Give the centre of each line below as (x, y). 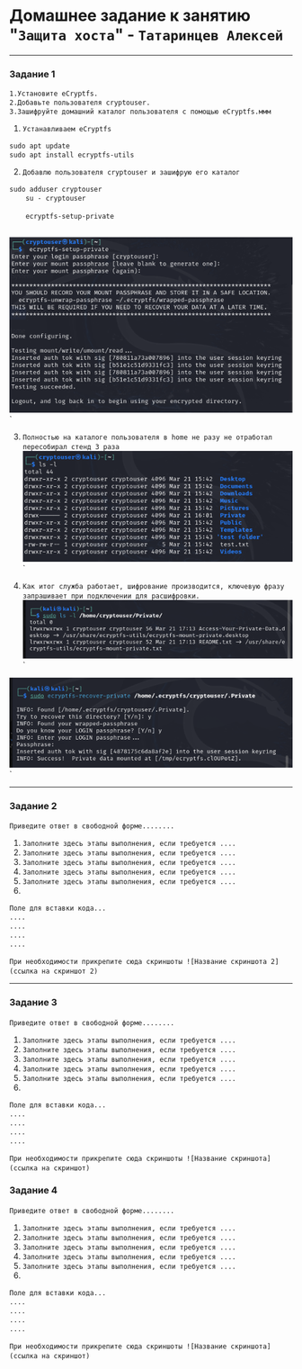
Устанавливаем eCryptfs (67, 130)
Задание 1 (32, 74)
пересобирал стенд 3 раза (71, 446)
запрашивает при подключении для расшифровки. (111, 596)
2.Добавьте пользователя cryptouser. (80, 103)
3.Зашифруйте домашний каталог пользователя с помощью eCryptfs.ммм (140, 112)
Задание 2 (33, 806)
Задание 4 (34, 1191)
